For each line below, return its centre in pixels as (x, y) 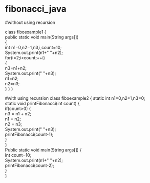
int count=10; (18, 155)
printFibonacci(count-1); (29, 134)
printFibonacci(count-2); (30, 165)
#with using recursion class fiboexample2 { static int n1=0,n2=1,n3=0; (75, 98)
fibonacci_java (36, 9)
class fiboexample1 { (26, 32)
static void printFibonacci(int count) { (42, 103)
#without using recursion (30, 22)
